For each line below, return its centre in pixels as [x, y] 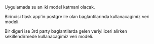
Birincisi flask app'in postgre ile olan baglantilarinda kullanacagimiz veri [77, 16]
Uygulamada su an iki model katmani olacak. [50, 7]
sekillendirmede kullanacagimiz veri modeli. [49, 36]
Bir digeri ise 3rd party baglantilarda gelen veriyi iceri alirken [66, 31]
